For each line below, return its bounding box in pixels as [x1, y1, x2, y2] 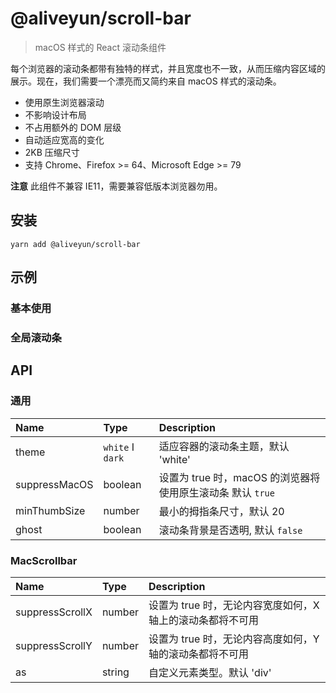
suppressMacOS [15, 477, 94, 491]
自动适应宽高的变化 [24, 133, 105, 146]
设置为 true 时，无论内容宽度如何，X [148, 598, 320, 612]
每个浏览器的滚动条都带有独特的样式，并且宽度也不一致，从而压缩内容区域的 [10, 62, 326, 74]
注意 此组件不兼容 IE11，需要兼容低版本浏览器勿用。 [10, 180, 223, 192]
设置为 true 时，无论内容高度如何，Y [148, 632, 320, 646]
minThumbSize [15, 503, 86, 517]
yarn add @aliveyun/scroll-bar [10, 239, 141, 249]
